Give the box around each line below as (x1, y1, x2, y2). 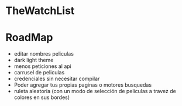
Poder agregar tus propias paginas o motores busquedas (13, 81, 152, 88)
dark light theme (13, 57, 54, 64)
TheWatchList (5, 4, 75, 18)
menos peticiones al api (13, 63, 71, 70)
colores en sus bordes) (13, 94, 70, 101)
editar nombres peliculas (13, 50, 74, 57)
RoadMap (5, 31, 53, 45)
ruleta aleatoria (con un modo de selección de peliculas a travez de (13, 88, 176, 95)
